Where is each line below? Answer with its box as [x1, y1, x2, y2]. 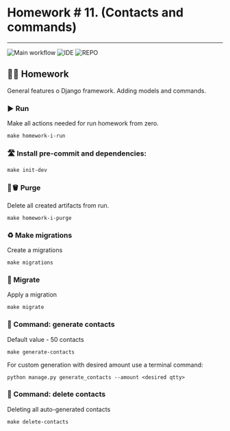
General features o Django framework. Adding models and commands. [7, 86, 207, 95]
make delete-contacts [7, 418, 69, 426]
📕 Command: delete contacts [7, 389, 106, 399]
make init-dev [7, 167, 48, 174]
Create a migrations [7, 245, 63, 254]
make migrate [7, 304, 44, 311]
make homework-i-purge [7, 214, 72, 221]
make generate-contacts [7, 348, 75, 356]
